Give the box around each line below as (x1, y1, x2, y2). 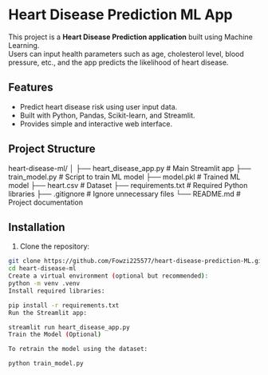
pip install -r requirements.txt (8, 301, 120, 309)
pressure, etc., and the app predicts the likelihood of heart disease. (8, 58, 229, 67)
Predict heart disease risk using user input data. (19, 102, 178, 111)
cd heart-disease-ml (8, 265, 77, 273)
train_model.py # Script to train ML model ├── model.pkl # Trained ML (8, 172, 241, 182)
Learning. (8, 40, 40, 50)
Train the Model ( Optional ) (8, 330, 102, 339)
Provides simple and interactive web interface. (19, 118, 173, 129)
